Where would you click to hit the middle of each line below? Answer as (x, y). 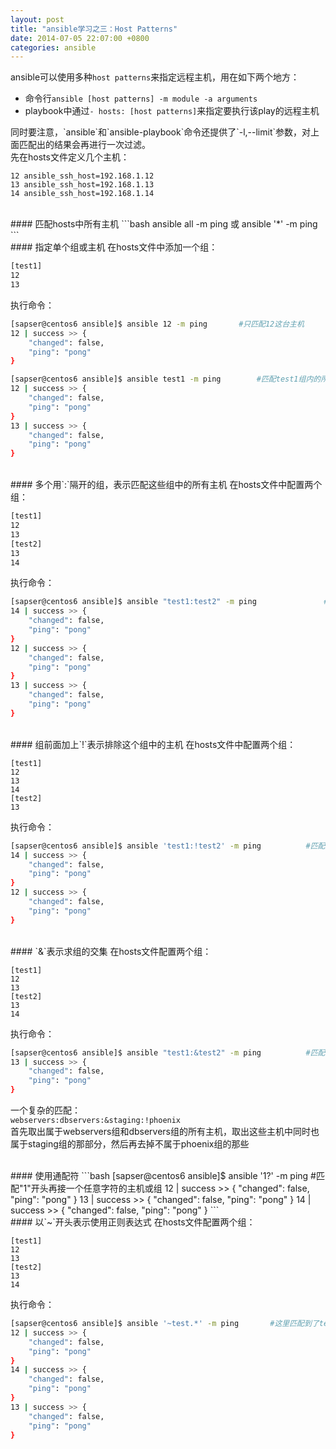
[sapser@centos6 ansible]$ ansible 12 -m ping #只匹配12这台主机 (157, 324)
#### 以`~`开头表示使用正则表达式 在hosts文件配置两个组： (133, 1222)
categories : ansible (53, 47)
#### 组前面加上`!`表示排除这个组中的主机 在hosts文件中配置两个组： (153, 744)
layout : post (37, 19)
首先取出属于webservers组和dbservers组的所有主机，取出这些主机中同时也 (165, 1131)
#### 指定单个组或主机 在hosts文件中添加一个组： (114, 247)
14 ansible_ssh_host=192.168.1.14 (82, 194)
